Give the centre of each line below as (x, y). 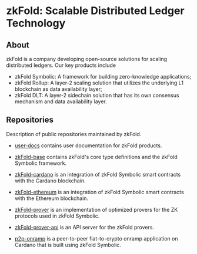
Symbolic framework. (40, 163)
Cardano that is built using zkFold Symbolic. (68, 245)
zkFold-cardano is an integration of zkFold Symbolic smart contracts (98, 174)
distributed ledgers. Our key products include (61, 65)
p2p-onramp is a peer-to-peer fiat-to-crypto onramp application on (96, 238)
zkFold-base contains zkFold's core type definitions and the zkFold (96, 157)
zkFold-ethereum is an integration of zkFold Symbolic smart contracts (99, 192)
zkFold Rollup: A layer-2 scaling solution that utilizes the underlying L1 (99, 83)
